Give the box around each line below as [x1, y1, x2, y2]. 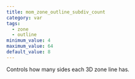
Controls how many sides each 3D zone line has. [6, 66, 130, 73]
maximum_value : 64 [6, 43, 53, 50]
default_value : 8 [6, 49, 51, 55]
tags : [6, 20, 20, 26]
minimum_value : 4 [6, 37, 51, 43]
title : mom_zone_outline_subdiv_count [6, 9, 106, 15]
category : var [6, 15, 43, 21]
